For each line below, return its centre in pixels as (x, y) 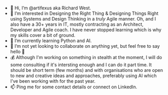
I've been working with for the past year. (53, 81)
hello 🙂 (17, 52)
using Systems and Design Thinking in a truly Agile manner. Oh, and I (83, 19)
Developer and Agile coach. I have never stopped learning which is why (86, 30)
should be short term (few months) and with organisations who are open (86, 70)
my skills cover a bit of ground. (43, 35)
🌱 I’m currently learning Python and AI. (51, 41)
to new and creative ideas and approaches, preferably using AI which (83, 75)
